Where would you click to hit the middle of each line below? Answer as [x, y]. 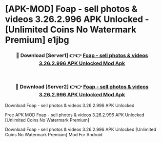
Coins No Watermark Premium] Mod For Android [54, 134]
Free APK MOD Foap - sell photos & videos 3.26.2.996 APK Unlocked [75, 115]
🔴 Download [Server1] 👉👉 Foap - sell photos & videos [82, 55]
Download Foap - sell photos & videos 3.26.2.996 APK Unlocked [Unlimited [81, 129]
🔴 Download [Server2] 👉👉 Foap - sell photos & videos [82, 87]
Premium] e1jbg [37, 40]
